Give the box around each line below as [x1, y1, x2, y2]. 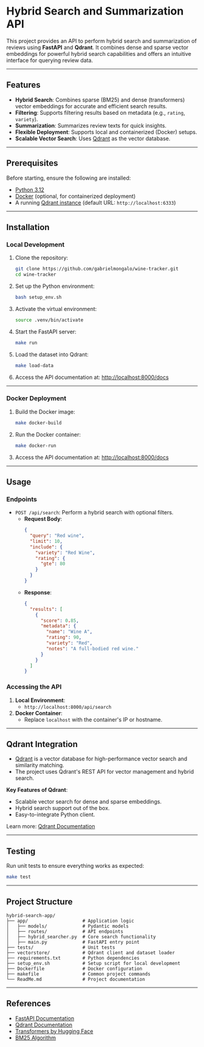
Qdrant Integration [6, 739, 78, 749]
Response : [24, 588, 52, 596]
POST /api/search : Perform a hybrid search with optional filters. [15, 509, 174, 516]
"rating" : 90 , [46, 635, 82, 641]
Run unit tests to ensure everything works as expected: [6, 862, 144, 870]
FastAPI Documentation [15, 1014, 75, 1021]
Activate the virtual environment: [15, 305, 97, 312]
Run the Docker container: [15, 431, 81, 438]
